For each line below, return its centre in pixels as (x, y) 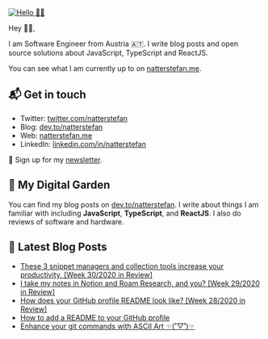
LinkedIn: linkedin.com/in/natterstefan (83, 144)
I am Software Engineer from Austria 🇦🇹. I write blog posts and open (124, 44)
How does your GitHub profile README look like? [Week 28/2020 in (133, 301)
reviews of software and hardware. (67, 221)
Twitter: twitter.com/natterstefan (73, 118)
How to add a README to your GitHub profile (95, 318)
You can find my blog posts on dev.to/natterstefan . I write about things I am (134, 204)
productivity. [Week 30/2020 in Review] (86, 275)
